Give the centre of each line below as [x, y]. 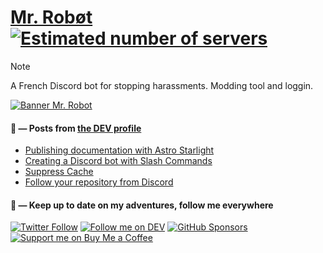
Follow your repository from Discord [99, 182]
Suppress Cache [59, 172]
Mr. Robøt [51, 17]
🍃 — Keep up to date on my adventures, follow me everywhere [142, 205]
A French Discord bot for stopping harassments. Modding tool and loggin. [162, 85]
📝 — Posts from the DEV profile [76, 128]
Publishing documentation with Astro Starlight [119, 150]
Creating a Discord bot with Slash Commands [118, 161]
